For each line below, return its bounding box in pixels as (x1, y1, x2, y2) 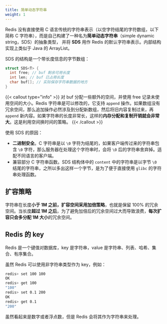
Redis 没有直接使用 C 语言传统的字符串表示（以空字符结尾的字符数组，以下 (5, 26, 159, 32)
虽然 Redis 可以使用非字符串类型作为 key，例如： (5, 261, 106, 267)
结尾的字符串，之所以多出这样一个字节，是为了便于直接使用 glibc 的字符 (12, 165, 162, 171)
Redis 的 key (5, 230, 44, 239)
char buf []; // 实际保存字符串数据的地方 (9, 79, 88, 85)
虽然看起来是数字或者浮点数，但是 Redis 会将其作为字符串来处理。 (5, 313, 142, 319)
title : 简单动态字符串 (5, 7, 47, 12)
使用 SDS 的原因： (5, 129, 43, 135)
